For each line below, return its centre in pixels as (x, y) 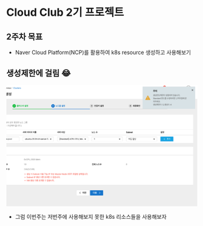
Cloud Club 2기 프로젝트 (65, 12)
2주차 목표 (25, 37)
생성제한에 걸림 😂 (38, 73)
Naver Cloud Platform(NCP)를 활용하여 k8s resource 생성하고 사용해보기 (103, 52)
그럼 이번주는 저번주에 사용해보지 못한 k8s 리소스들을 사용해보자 (91, 217)
